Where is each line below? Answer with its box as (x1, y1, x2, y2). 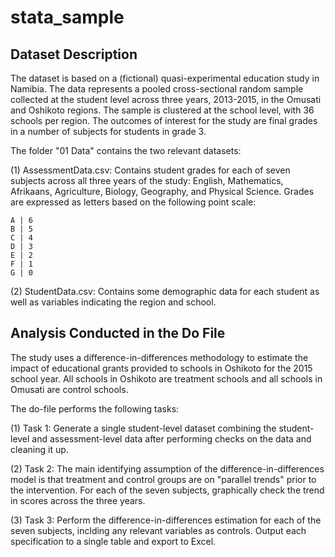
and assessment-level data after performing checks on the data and (31, 432, 312, 445)
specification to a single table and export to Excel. (10, 535, 217, 547)
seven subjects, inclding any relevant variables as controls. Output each (10, 524, 307, 536)
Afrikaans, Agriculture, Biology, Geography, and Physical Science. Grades (10, 186, 315, 197)
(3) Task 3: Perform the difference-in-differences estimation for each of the (10, 514, 322, 526)
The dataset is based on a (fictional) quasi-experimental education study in (10, 72, 320, 84)
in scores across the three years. (10, 494, 146, 506)
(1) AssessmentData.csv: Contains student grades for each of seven (10, 164, 291, 176)
